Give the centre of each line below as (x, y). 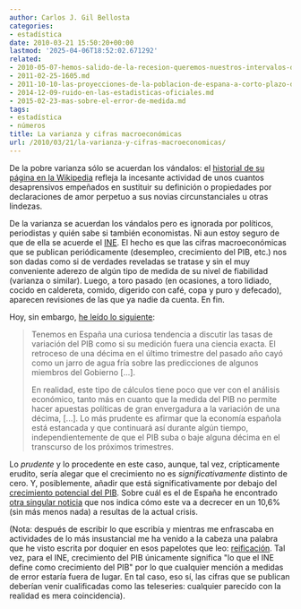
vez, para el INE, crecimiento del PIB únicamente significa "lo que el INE (142, 557)
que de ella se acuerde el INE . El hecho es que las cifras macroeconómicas (148, 242)
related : (26, 59)
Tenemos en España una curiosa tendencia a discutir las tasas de (152, 334)
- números (28, 126)
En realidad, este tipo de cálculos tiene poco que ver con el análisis (155, 390)
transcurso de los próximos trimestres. (103, 446)
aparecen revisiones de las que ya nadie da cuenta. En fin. (117, 299)
